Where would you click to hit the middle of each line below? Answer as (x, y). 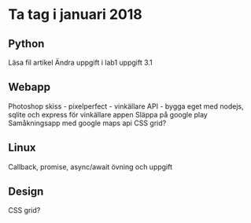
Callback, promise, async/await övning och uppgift (90, 166)
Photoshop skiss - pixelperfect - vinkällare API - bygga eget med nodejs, (126, 106)
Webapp (30, 87)
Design (26, 192)
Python (26, 44)
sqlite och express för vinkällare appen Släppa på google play (108, 114)
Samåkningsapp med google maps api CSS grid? (87, 123)
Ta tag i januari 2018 (76, 15)
